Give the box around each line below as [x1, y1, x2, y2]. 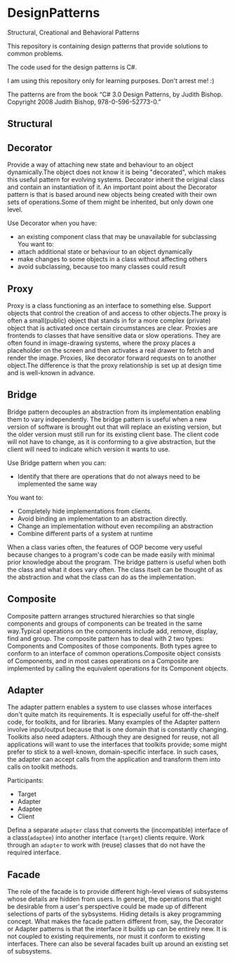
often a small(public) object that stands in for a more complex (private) [7, 316, 211, 325]
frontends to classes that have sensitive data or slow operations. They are [7, 331, 221, 339]
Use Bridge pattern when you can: [7, 458, 107, 467]
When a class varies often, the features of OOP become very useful [7, 542, 203, 551]
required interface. [7, 848, 61, 857]
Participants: [7, 776, 44, 785]
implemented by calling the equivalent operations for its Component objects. [7, 664, 229, 672]
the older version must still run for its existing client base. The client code [7, 430, 220, 438]
